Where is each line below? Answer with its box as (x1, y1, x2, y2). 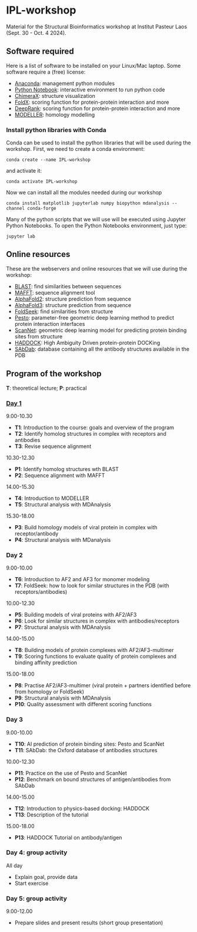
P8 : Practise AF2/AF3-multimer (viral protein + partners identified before (14, 682, 191, 689)
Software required (6, 47, 75, 57)
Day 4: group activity (6, 848, 68, 857)
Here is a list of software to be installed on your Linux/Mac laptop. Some (6, 62, 181, 69)
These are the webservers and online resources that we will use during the (6, 265, 187, 272)
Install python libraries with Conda (6, 126, 107, 134)
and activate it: (6, 167, 42, 174)
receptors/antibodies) (14, 588, 68, 595)
